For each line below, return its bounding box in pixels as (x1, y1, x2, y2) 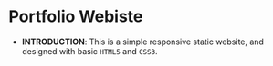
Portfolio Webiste (8, 6, 143, 27)
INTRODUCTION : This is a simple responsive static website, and (21, 36, 264, 47)
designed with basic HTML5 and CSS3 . (21, 45, 158, 56)
